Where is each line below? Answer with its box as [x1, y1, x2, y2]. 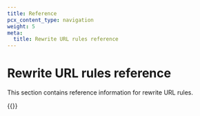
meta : [7, 29, 23, 37]
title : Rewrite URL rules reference [13, 36, 119, 43]
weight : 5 [7, 23, 36, 30]
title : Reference [7, 10, 57, 17]
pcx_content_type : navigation [7, 17, 94, 23]
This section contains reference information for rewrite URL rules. [7, 88, 193, 97]
